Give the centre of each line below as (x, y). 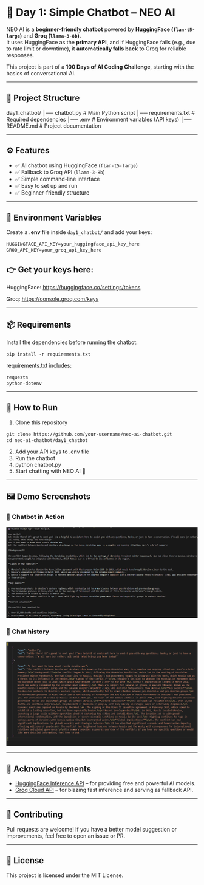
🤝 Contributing (35, 815)
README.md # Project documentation (54, 126)
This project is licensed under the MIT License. (65, 875)
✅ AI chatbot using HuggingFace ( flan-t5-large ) (76, 165)
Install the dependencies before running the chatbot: (72, 342)
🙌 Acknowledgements (49, 769)
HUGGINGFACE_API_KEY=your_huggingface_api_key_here (73, 244)
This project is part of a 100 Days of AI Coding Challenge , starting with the (100, 67)
